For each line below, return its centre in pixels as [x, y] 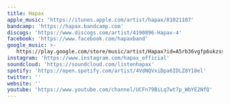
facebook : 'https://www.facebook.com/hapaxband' [78, 39]
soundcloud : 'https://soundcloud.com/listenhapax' [81, 64]
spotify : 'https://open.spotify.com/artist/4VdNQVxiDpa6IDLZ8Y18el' [107, 70]
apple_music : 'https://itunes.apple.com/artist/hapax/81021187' [101, 20]
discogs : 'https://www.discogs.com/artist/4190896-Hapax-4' [95, 32]
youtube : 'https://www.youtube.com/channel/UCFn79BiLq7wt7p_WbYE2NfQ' [110, 90]
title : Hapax [26, 13]
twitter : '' [24, 77]
